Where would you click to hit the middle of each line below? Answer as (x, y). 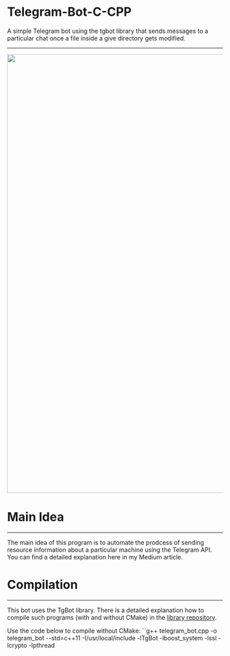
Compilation (42, 585)
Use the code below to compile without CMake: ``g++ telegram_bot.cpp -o (112, 631)
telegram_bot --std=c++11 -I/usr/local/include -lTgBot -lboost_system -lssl (112, 637)
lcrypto (17, 645)
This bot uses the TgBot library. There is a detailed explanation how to (105, 610)
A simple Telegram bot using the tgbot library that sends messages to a (108, 31)
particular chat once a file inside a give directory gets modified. (97, 38)
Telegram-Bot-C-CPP (69, 12)
